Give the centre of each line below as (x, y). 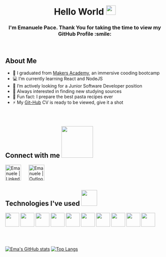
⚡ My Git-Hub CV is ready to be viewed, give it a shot (68, 102)
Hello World (79, 12)
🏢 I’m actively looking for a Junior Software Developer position (77, 86)
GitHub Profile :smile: (85, 34)
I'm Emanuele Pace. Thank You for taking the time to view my (85, 28)
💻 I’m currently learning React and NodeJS (58, 79)
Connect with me (33, 155)
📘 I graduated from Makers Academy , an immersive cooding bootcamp (86, 73)
